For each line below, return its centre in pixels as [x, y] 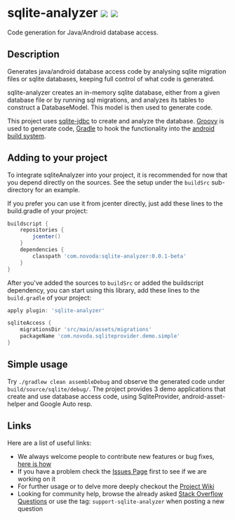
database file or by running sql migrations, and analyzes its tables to [106, 100]
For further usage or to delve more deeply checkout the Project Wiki [116, 486]
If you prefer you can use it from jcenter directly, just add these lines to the [115, 203]
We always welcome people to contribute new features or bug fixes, [116, 456]
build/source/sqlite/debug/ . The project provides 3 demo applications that [116, 389]
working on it [36, 479]
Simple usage [38, 365]
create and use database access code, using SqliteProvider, [94, 396]
